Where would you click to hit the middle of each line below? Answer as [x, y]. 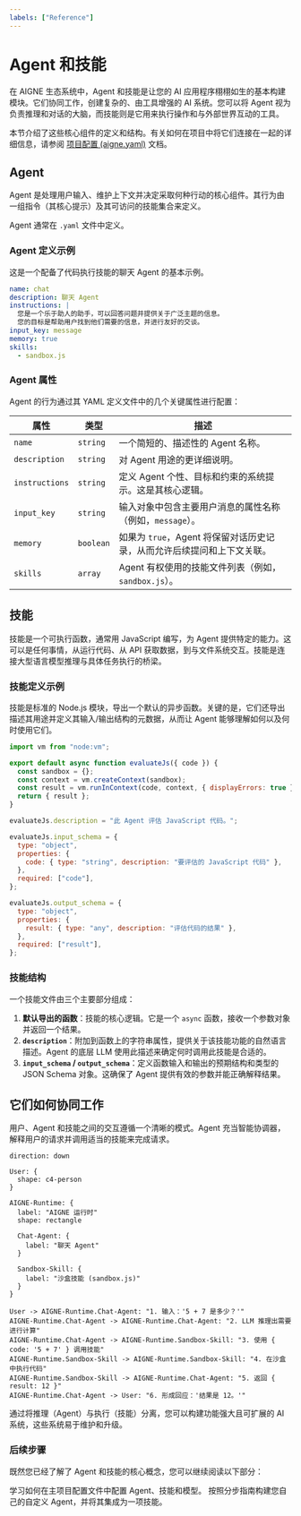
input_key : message [46, 331]
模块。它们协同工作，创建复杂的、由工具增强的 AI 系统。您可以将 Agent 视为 [150, 102]
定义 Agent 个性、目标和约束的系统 [192, 476]
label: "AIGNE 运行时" [58, 1213]
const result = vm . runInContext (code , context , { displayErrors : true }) [158, 788]
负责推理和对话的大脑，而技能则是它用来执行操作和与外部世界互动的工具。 [146, 114]
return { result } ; [54, 797]
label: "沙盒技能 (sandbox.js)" [83, 1279]
